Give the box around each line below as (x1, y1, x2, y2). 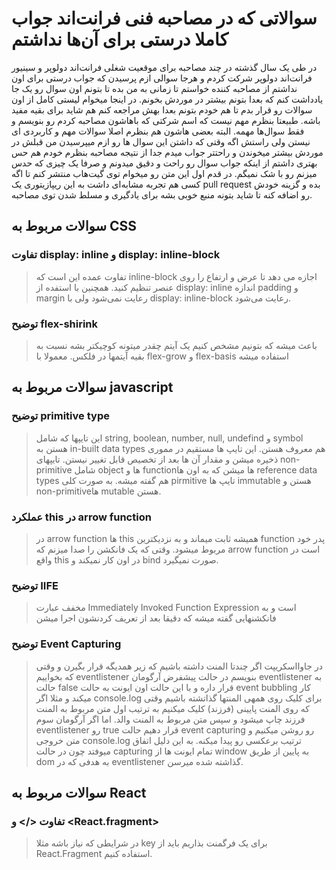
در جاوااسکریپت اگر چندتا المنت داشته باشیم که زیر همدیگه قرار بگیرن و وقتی (35, 660, 323, 672)
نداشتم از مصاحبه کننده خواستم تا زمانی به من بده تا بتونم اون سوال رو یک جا (11, 82, 298, 94)
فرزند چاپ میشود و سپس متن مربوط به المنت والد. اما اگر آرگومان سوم (35, 713, 306, 725)
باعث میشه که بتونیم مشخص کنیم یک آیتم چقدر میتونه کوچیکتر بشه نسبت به (35, 339, 318, 351)
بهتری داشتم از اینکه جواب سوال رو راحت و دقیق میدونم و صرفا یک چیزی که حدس (11, 157, 318, 169)
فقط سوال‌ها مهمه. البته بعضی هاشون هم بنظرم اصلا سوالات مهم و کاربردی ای (11, 125, 305, 137)
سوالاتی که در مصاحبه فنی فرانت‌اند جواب (11, 7, 318, 30)
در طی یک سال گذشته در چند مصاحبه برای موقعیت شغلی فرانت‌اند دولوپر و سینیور (11, 61, 318, 73)
